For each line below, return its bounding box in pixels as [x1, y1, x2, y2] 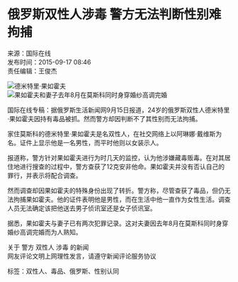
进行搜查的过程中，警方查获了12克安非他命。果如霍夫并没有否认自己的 [19, 162, 225, 171]
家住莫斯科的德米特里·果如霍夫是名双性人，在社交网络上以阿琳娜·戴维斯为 [7, 129, 222, 138]
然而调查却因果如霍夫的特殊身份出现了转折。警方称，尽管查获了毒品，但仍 [7, 186, 225, 195]
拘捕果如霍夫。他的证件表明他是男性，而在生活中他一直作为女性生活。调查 [13, 195, 231, 203]
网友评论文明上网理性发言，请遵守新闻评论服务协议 [7, 252, 157, 260]
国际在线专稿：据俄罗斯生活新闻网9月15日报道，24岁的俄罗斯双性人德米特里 [7, 106, 230, 114]
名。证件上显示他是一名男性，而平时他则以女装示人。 [7, 138, 163, 147]
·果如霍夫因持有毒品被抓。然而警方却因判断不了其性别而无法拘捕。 [7, 114, 202, 123]
